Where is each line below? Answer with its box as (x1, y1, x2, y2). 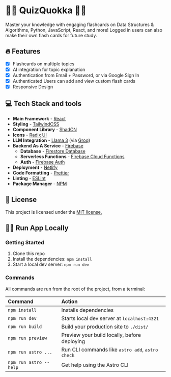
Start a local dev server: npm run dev (12, 261, 90, 267)
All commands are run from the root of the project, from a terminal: (5, 286, 145, 292)
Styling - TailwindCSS (12, 121, 60, 127)
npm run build (8, 323, 42, 330)
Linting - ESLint (12, 175, 46, 181)
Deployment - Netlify (12, 164, 58, 170)
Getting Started (5, 239, 44, 246)
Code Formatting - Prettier (12, 169, 70, 175)
